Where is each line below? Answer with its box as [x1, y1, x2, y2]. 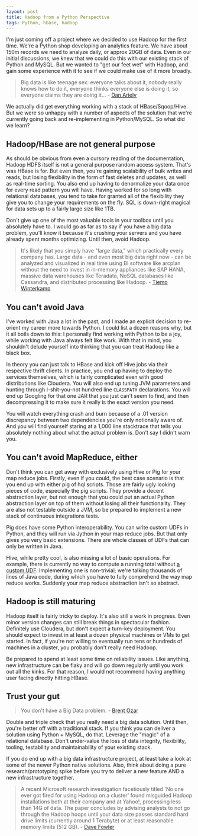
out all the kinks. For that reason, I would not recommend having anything [6, 668, 185, 675]
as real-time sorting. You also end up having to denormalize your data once [6, 180, 190, 187]
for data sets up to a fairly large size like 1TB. [6, 205, 115, 212]
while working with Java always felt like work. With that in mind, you [6, 337, 172, 344]
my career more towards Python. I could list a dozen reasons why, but [21, 324, 192, 331]
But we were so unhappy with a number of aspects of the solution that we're [6, 109, 192, 116]
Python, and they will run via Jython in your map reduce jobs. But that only [6, 530, 188, 537]
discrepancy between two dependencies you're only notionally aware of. [6, 416, 183, 423]
